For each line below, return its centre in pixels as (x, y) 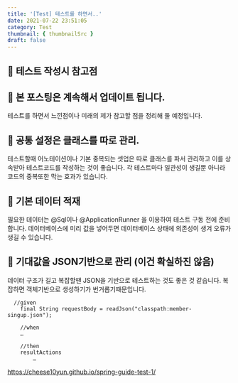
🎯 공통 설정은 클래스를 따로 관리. (74, 140)
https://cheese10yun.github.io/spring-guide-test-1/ (82, 372)
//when (30, 328)
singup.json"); (30, 315)
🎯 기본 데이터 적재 (44, 201)
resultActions (41, 352)
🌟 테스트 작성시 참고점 (53, 71)
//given (25, 303)
